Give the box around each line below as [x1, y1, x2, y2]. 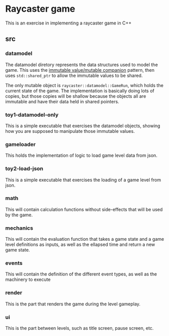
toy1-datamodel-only [5, 111, 59, 118]
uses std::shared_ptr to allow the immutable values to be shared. [5, 72, 143, 78]
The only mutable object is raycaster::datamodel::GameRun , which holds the [5, 82, 164, 88]
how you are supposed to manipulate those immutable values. [5, 128, 135, 134]
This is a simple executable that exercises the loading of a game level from [5, 177, 161, 183]
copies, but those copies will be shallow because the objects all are [5, 93, 146, 99]
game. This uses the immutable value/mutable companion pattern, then [5, 67, 155, 73]
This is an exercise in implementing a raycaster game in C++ [5, 20, 132, 26]
